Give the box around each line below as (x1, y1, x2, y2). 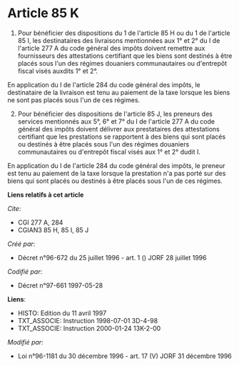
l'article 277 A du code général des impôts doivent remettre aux (17, 44, 205, 52)
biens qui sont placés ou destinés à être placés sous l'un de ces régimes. (7, 177, 223, 185)
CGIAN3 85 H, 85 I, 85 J (17, 225, 89, 234)
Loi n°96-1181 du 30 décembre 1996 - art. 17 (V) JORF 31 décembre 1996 (17, 352, 232, 360)
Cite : (7, 204, 21, 212)
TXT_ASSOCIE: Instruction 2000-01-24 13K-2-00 (17, 324, 161, 332)
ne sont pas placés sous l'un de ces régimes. (7, 95, 141, 104)
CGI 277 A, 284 (17, 218, 63, 227)
